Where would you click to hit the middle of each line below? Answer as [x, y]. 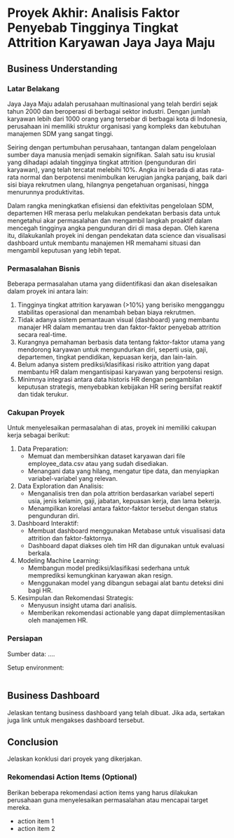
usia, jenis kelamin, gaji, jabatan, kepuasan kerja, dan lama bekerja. [125, 501]
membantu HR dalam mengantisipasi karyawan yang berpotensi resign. [121, 372]
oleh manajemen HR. [58, 620]
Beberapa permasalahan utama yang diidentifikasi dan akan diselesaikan [112, 284]
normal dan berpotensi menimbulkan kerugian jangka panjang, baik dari [124, 177]
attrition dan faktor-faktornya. [70, 538]
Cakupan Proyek [36, 413]
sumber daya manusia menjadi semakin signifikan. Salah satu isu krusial [111, 154]
